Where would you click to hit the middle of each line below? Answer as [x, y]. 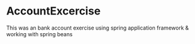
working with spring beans [39, 34]
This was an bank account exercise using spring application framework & [97, 28]
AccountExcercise [54, 11]
